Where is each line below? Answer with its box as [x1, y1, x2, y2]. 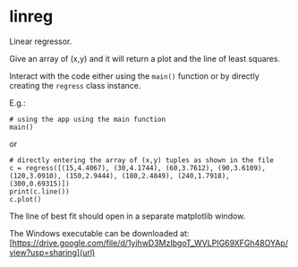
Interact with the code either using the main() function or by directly [9, 70, 260, 82]
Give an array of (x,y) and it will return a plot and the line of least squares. [9, 53, 280, 64]
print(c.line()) [9, 186, 70, 196]
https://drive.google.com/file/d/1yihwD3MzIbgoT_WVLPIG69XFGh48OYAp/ [12, 237, 289, 248]
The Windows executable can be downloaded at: [9, 228, 190, 238]
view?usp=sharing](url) [9, 246, 96, 257]
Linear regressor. [9, 36, 72, 47]
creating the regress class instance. [9, 80, 141, 90]
